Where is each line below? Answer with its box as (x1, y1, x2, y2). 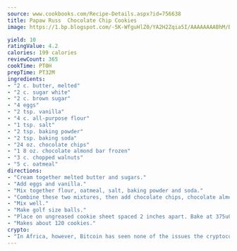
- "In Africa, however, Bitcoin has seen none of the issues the (7, 233, 203, 240)
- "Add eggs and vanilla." (7, 180, 87, 188)
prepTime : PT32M (7, 68, 55, 76)
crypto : (7, 226, 30, 233)
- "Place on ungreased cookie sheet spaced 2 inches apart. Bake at (7, 213, 213, 221)
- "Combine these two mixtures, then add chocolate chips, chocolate (7, 193, 217, 201)
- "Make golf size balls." (7, 207, 87, 214)
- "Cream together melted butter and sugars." (7, 173, 147, 180)
